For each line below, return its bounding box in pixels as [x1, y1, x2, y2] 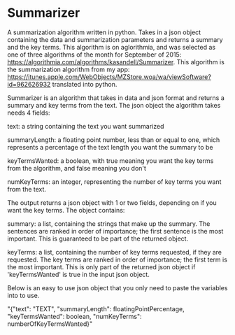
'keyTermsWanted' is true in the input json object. [7, 270, 150, 278]
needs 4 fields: [7, 108, 50, 117]
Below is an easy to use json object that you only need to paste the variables [7, 283, 228, 292]
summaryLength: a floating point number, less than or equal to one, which [7, 135, 220, 144]
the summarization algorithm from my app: [7, 65, 130, 73]
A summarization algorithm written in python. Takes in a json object [7, 28, 201, 36]
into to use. [7, 291, 40, 299]
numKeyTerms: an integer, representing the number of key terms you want [7, 177, 222, 186]
